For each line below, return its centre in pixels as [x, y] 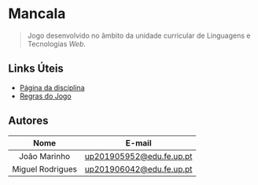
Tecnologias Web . [57, 43]
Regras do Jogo [46, 96]
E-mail [138, 142]
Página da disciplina [52, 87]
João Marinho [44, 156]
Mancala [37, 14]
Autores [28, 121]
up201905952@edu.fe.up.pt [138, 156]
